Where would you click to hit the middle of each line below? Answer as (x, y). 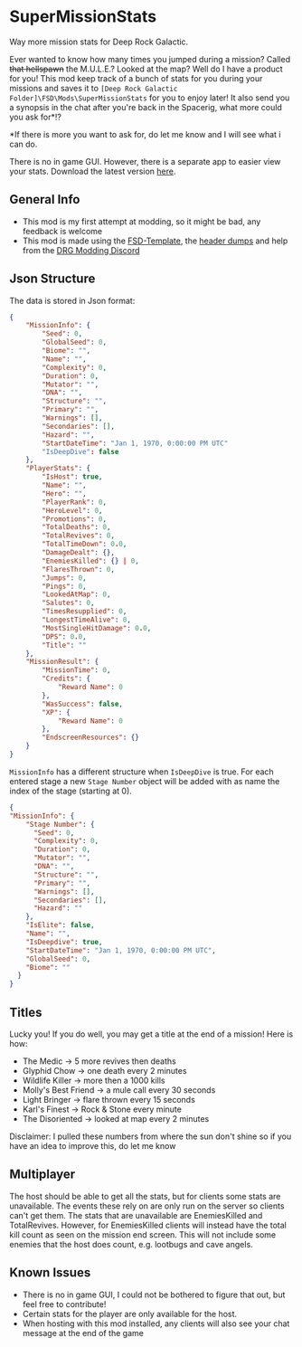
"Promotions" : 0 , (74, 519)
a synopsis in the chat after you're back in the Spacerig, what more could (146, 107)
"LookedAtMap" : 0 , (76, 594)
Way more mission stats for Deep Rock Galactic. (99, 42)
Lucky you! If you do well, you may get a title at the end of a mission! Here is (151, 1034)
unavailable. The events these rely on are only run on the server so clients (147, 1206)
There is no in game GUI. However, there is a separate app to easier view (145, 161)
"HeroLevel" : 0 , (72, 510)
